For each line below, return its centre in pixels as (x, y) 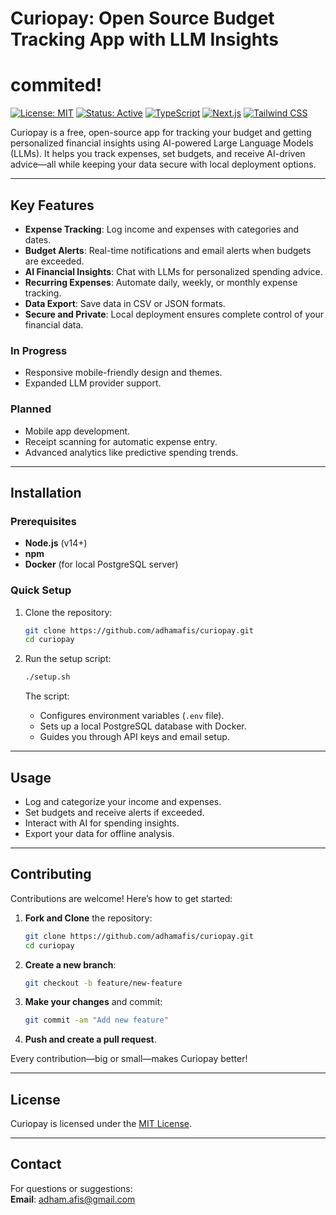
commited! (56, 85)
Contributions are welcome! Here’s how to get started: (121, 898)
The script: (47, 696)
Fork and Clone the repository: (88, 918)
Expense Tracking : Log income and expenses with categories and (162, 229)
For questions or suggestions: (71, 1188)
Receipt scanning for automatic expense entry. (121, 441)
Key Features (52, 205)
